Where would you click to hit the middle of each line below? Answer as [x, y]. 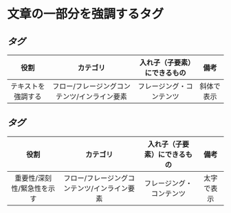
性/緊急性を [30, 188]
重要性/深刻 [33, 178]
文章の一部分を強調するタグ [86, 14]
